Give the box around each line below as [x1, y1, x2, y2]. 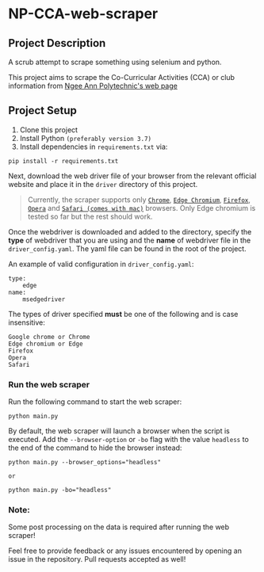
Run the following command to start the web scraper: [8, 397, 182, 406]
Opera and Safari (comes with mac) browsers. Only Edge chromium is [27, 203, 256, 212]
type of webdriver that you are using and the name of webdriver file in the [8, 235, 251, 245]
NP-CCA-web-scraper [8, 5, 159, 23]
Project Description [8, 36, 106, 50]
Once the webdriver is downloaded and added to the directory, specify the [8, 227, 252, 236]
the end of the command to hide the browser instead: [8, 443, 182, 452]
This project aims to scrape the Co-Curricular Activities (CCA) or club [8, 73, 235, 82]
